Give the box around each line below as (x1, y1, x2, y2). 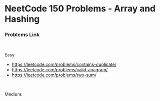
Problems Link (4, 31, 40, 38)
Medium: (4, 91, 23, 97)
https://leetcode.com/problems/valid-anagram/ (11, 67, 108, 73)
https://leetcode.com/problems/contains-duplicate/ (11, 61, 117, 67)
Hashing (4, 13, 40, 25)
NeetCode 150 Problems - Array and (4, 3, 156, 14)
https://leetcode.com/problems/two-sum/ (11, 72, 97, 78)
